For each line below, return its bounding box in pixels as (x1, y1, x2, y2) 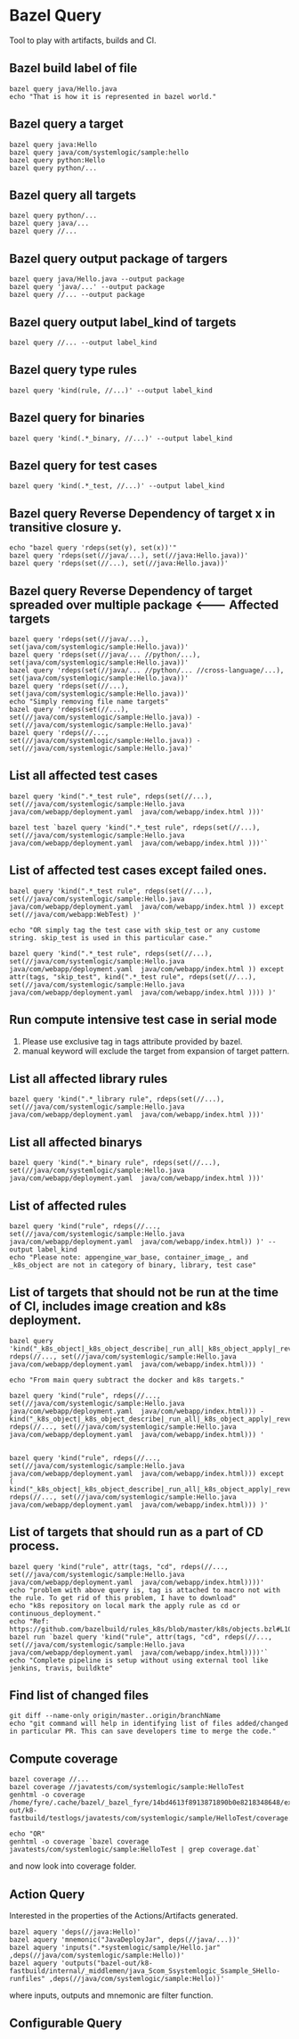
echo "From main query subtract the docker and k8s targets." (9, 1375, 245, 1384)
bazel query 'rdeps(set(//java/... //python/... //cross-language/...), (9, 666, 285, 675)
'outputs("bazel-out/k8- (61, 1959, 153, 1968)
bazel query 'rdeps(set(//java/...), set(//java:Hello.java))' (9, 551, 249, 560)
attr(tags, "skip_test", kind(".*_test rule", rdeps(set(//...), (9, 972, 256, 981)
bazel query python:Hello (9, 155, 105, 165)
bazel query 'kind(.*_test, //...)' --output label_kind (9, 482, 225, 491)
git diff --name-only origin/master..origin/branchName (9, 1712, 221, 1721)
